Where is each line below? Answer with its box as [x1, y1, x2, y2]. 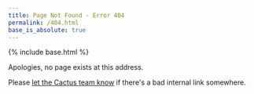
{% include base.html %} [8, 48, 89, 57]
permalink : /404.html [8, 19, 79, 27]
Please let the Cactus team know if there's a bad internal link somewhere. [8, 78, 246, 87]
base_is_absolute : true [8, 26, 87, 34]
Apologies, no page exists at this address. [8, 63, 144, 72]
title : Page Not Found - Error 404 [8, 11, 125, 20]
